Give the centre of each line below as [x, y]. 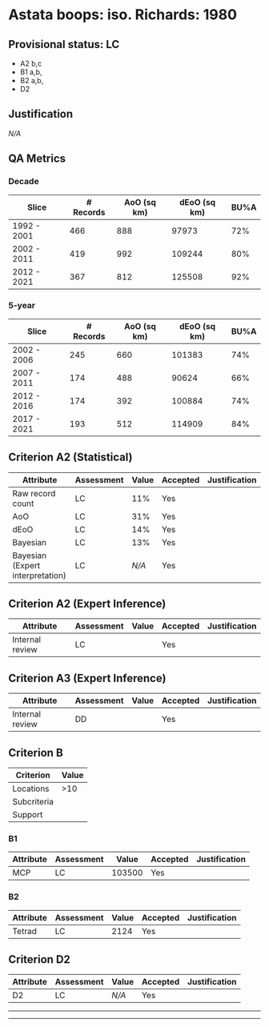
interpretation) [39, 576]
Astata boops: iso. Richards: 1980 [123, 15]
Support [28, 815]
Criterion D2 [39, 959]
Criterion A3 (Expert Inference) [87, 678]
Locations [31, 788]
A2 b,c [31, 63]
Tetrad [25, 931]
